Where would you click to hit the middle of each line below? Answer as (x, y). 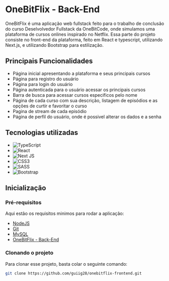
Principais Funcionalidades (49, 61)
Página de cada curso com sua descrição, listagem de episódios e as (85, 100)
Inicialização (26, 188)
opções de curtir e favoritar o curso (50, 106)
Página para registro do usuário (45, 79)
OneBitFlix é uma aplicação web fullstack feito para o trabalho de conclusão (85, 23)
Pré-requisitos (23, 202)
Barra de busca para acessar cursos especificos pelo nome (75, 95)
